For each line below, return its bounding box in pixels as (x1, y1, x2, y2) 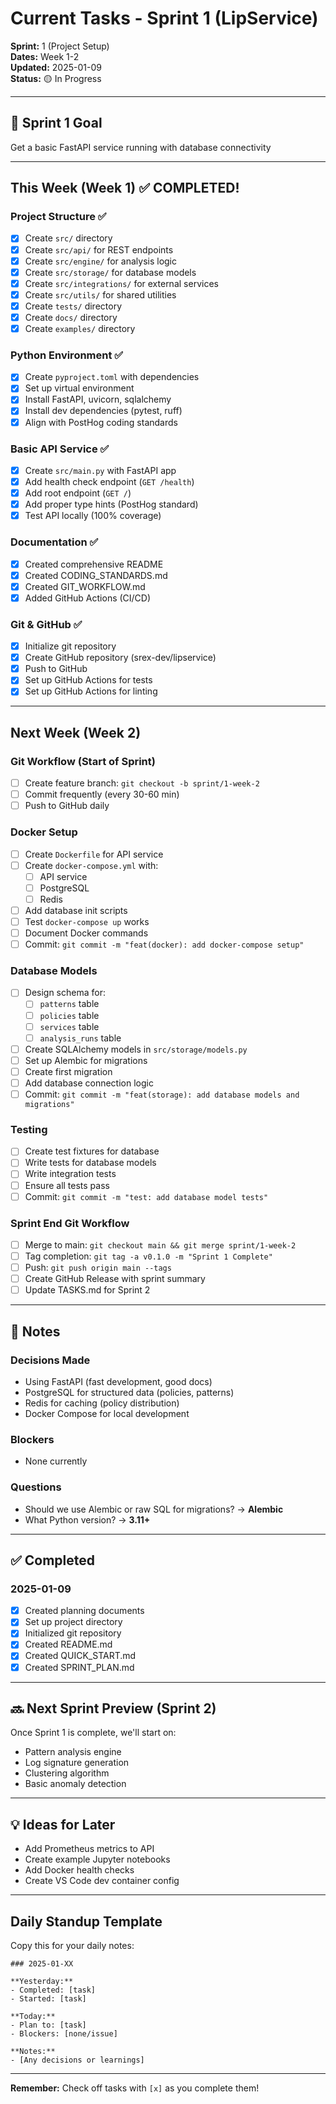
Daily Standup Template (10, 1913, 163, 1930)
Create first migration (24, 1065, 113, 1077)
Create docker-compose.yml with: (24, 859, 159, 871)
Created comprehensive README (24, 558, 164, 570)
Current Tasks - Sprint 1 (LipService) (10, 7, 319, 30)
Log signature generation (24, 1757, 130, 1769)
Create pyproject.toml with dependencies (24, 371, 200, 383)
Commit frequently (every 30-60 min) (24, 788, 180, 801)
